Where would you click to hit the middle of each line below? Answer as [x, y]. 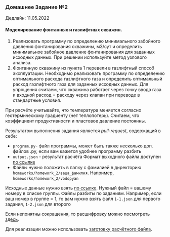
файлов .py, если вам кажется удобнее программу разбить [77, 151]
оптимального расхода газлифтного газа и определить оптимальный [88, 78]
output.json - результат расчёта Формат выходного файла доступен [87, 156]
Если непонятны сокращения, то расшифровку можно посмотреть [78, 214]
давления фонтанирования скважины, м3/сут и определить [77, 46]
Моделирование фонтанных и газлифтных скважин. [64, 29]
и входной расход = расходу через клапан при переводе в [76, 95]
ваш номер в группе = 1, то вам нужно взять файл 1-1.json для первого [83, 199]
